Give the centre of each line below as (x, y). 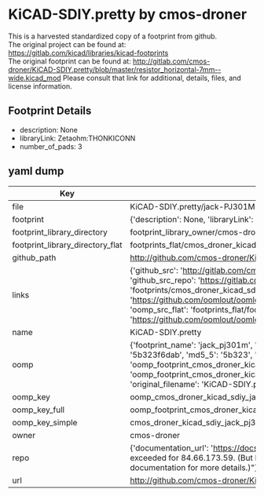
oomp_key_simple (45, 422)
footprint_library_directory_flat (67, 245)
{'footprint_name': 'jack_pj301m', (191, 345)
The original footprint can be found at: (70, 61)
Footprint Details (50, 111)
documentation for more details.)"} (193, 467)
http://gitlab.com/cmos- (171, 61)
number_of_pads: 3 (51, 146)
